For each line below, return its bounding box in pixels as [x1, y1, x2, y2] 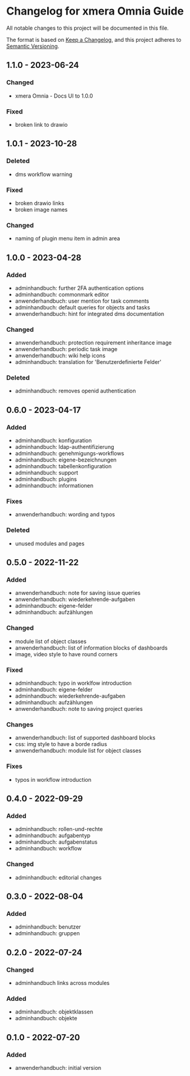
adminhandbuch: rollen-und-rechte [15, 825, 103, 833]
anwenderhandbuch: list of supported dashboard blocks [15, 734, 156, 741]
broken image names [15, 206, 68, 213]
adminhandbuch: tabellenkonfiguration [15, 463, 112, 470]
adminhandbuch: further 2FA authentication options [15, 284, 144, 292]
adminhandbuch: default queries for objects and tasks [15, 303, 150, 311]
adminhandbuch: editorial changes [15, 873, 102, 881]
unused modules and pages [15, 540, 85, 547]
